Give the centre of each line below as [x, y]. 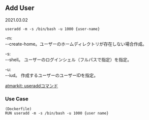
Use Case [17, 99]
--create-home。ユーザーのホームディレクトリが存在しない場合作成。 [76, 44]
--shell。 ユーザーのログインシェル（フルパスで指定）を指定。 [68, 60]
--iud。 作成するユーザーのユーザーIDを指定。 [52, 75]
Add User [20, 8]
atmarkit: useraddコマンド [31, 86]
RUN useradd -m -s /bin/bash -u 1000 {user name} [57, 113]
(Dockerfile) [18, 109]
